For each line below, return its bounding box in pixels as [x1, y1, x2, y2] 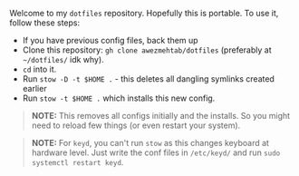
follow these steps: [9, 17, 80, 28]
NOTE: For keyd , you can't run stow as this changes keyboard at [31, 138, 270, 148]
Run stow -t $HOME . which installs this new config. [22, 93, 216, 103]
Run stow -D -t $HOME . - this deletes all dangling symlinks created [22, 73, 275, 84]
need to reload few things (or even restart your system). [31, 120, 241, 131]
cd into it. [22, 64, 57, 74]
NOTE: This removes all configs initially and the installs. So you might [31, 111, 291, 121]
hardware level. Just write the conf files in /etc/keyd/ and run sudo [31, 147, 281, 158]
